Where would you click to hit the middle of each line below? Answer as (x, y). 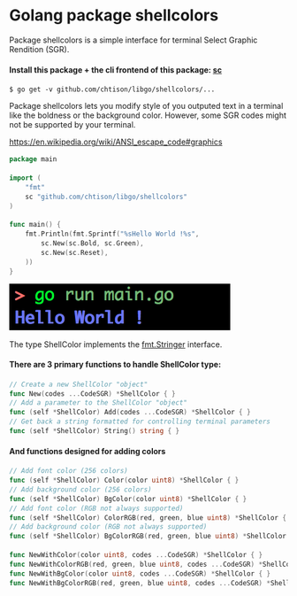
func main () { (35, 225)
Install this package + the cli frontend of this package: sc (116, 70)
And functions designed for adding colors (88, 451)
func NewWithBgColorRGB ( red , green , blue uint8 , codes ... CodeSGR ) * (140, 583)
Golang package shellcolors (114, 15)
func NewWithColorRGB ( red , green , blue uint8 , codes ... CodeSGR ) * (136, 564)
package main (33, 159)
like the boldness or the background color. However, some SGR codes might (148, 115)
